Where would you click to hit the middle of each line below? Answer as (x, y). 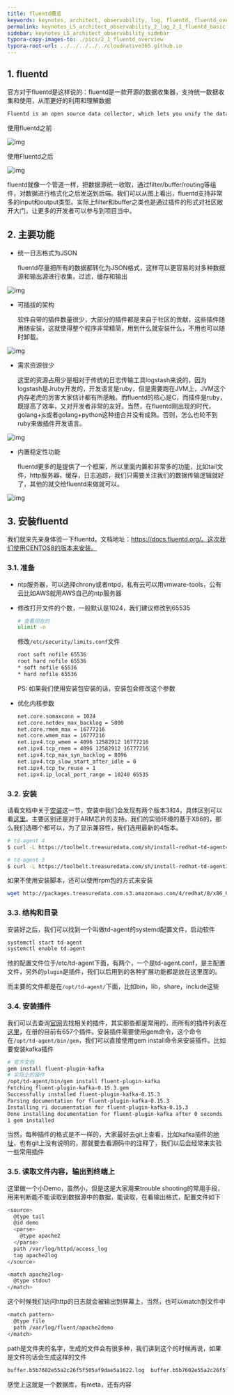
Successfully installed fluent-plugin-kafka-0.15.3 (84, 1094)
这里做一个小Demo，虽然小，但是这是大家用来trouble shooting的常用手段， (116, 1188)
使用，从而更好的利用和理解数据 (65, 100)
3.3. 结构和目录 (33, 913)
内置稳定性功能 (39, 451)
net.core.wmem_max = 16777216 (61, 736)
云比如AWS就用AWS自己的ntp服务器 (69, 593)
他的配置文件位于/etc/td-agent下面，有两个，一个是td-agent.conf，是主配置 (116, 963)
